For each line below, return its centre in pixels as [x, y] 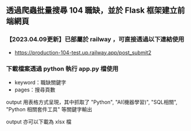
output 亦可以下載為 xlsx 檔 [39, 122]
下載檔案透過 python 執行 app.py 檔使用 [62, 69]
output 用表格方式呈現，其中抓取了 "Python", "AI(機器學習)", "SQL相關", [92, 102]
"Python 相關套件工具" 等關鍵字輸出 [49, 109]
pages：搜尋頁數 [35, 90]
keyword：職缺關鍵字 [40, 82]
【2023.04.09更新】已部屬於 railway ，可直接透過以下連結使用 [95, 40]
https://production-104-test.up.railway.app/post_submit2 [83, 52]
